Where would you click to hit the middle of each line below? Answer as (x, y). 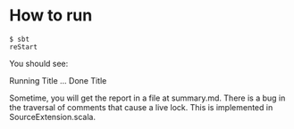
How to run (51, 16)
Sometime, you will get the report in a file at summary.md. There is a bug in (147, 98)
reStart (24, 47)
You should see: (39, 63)
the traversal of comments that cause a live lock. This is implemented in (141, 107)
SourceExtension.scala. (53, 117)
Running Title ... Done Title (58, 80)
